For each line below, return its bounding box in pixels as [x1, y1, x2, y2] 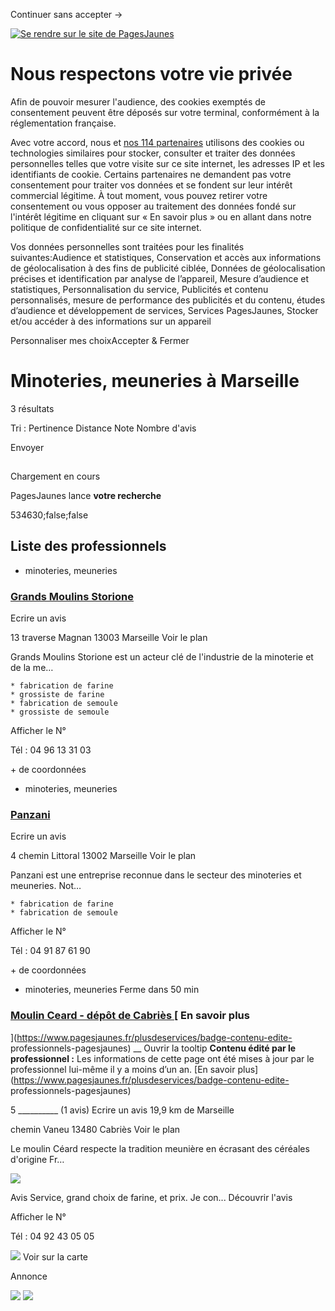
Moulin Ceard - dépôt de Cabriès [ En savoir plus [10, 1009, 250, 1023]
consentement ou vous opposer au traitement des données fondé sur [10, 200, 297, 212]
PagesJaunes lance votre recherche [10, 489, 162, 501]
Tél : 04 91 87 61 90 [10, 945, 91, 957]
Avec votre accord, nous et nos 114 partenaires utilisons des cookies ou [10, 136, 305, 148]
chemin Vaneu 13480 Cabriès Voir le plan [10, 1123, 181, 1135]
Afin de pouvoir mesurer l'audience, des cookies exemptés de [10, 95, 266, 108]
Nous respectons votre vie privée [10, 63, 293, 86]
